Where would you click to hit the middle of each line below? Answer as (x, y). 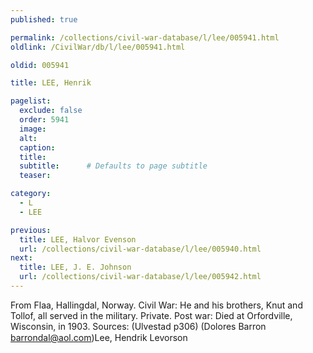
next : (21, 258)
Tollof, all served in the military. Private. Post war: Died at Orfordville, (151, 315)
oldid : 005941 (40, 65)
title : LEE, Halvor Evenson (78, 239)
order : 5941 (44, 120)
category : (31, 194)
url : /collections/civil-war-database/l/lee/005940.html (140, 249)
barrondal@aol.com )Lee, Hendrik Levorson (99, 337)
